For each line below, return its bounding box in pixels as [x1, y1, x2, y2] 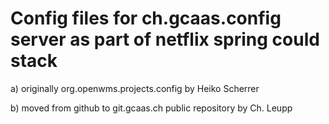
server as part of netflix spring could [10, 28, 320, 51]
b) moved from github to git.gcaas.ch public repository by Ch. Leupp [10, 102, 293, 114]
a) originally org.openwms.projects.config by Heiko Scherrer [10, 82, 260, 94]
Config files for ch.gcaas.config [10, 7, 282, 30]
